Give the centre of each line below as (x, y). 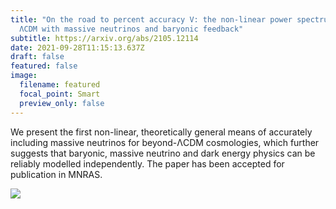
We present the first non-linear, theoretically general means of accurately (161, 132)
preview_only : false (62, 103)
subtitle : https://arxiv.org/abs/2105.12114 (104, 38)
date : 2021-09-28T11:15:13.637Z (77, 47)
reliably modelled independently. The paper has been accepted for (147, 163)
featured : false (44, 66)
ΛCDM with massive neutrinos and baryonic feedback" (131, 29)
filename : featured (60, 85)
